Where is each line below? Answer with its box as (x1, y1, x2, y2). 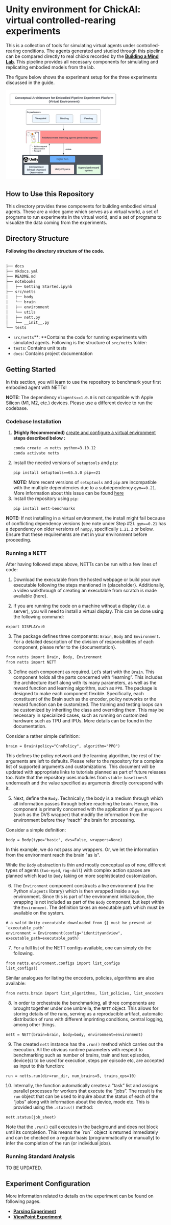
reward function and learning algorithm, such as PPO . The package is (13, 685, 157, 691)
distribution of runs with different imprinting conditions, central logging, (13, 1016, 164, 1023)
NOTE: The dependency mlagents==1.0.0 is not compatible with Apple (6, 394, 154, 400)
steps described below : (13, 435, 66, 441)
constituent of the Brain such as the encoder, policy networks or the (13, 696, 157, 702)
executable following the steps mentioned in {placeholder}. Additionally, (13, 582, 165, 588)
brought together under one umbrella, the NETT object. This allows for (13, 1005, 159, 1011)
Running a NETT (6, 549, 47, 556)
